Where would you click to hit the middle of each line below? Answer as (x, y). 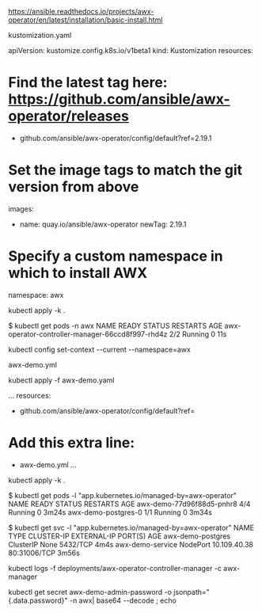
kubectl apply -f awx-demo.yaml (61, 380)
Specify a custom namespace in (116, 256)
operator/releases (68, 116)
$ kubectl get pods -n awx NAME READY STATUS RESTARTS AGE (116, 326)
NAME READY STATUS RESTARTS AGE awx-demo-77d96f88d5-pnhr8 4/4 (129, 504)
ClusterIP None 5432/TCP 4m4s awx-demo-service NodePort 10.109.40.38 (131, 544)
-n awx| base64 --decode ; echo (123, 600)
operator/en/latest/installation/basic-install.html (85, 20)
